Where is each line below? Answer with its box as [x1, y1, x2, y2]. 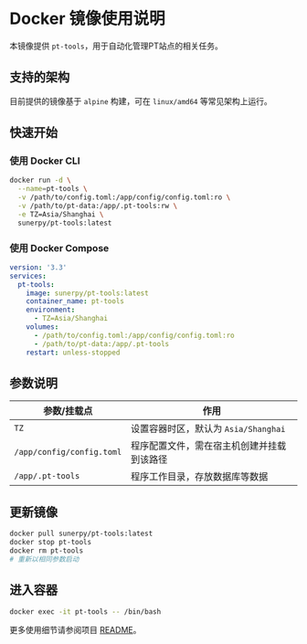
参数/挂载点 [43, 405, 93, 417]
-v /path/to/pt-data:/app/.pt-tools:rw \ [17, 202, 178, 211]
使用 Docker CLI [9, 154, 80, 167]
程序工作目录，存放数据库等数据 [131, 470, 269, 483]
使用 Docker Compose [9, 241, 110, 254]
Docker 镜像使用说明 [9, 8, 166, 29]
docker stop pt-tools [9, 538, 92, 547]
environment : [26, 305, 76, 315]
